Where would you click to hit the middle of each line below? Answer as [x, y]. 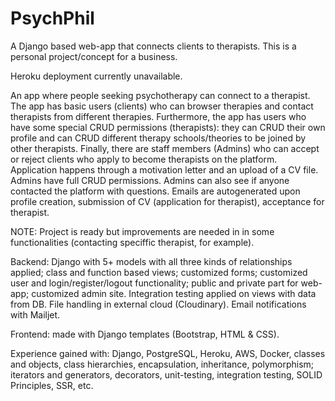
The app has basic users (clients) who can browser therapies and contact [162, 106]
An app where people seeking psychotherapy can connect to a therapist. [160, 95]
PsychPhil [52, 18]
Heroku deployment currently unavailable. [96, 76]
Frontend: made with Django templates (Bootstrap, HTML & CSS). [145, 334]
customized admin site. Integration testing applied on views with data [174, 293]
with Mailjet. [35, 314]
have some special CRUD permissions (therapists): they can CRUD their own [168, 127]
